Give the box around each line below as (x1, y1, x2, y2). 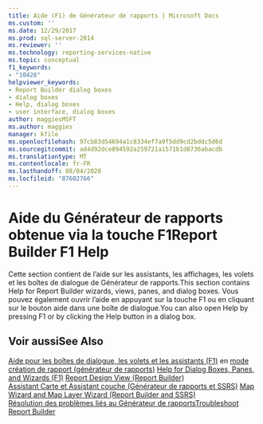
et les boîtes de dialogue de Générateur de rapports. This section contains (8, 277, 250, 287)
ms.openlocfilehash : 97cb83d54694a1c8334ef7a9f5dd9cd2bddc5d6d (8, 137, 223, 146)
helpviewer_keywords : (8, 78, 80, 86)
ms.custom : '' (8, 19, 56, 27)
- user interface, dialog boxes (8, 108, 116, 116)
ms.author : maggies (8, 123, 73, 131)
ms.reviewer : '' (8, 41, 62, 49)
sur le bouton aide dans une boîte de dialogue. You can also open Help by (8, 303, 249, 312)
